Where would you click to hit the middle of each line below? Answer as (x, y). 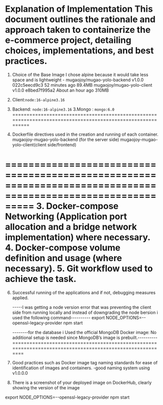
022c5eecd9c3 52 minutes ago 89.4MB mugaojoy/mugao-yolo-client (82, 85)
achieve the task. (41, 279)
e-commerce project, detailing (68, 40)
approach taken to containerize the (78, 30)
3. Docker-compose (77, 206)
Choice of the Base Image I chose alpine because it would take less (80, 74)
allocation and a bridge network (71, 227)
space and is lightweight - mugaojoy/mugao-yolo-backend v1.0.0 (78, 80)
